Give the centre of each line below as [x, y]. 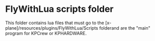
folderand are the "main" [125, 28]
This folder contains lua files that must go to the [55, 23]
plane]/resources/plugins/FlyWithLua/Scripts [52, 28]
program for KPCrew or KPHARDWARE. [46, 33]
